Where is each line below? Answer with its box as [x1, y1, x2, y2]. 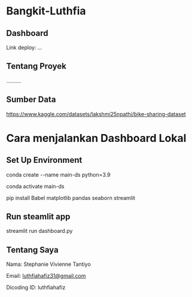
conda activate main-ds [6, 183, 65, 190]
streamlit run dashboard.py [6, 228, 73, 235]
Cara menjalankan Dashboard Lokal [6, 131, 187, 145]
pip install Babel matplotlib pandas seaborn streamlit [6, 194, 136, 201]
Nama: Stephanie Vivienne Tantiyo [6, 260, 91, 268]
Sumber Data [6, 95, 56, 105]
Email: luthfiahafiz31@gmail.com [6, 272, 86, 280]
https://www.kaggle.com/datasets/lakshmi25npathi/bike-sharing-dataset [6, 110, 187, 117]
